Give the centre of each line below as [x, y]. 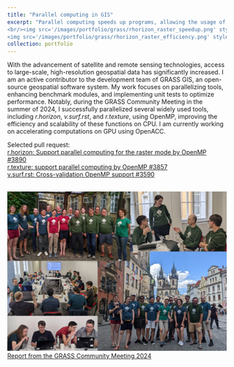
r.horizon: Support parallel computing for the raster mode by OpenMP [107, 153]
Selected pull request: [39, 145]
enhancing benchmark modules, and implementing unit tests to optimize [111, 95]
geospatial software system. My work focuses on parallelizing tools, [126, 87]
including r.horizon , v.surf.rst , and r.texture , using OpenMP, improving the [112, 117]
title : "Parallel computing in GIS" [60, 15]
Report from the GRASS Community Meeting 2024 [79, 356]
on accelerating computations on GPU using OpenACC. [86, 132]
